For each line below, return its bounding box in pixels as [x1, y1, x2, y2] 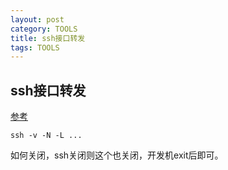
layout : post [10, 14, 65, 25]
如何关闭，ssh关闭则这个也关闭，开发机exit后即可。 [10, 149, 224, 161]
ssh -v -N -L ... [10, 131, 83, 141]
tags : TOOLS [10, 42, 60, 53]
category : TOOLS [10, 24, 78, 34]
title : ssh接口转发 [10, 33, 86, 43]
